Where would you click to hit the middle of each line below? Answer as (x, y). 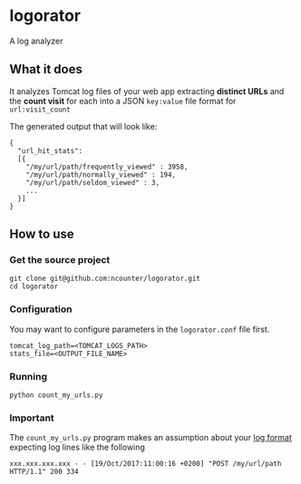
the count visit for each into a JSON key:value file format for (123, 101)
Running (29, 376)
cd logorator (34, 286)
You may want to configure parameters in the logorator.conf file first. (140, 329)
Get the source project (60, 260)
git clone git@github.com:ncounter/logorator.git (105, 279)
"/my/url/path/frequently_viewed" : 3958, (107, 167)
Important (32, 418)
